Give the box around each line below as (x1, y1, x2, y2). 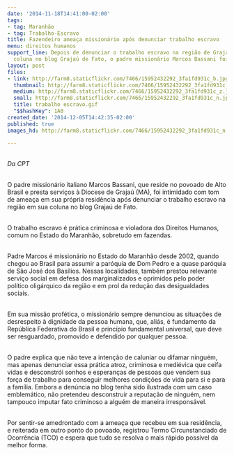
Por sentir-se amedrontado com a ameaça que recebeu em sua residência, (7, 419, 222, 427)
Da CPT (7, 160, 30, 168)
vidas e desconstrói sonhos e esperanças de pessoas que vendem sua (7, 368, 211, 377)
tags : (7, 17, 23, 24)
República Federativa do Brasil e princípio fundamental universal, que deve (7, 325, 222, 334)
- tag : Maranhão (7, 23, 54, 30)
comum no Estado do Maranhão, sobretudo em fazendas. (7, 231, 173, 239)
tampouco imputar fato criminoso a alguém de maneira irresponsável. (7, 398, 207, 406)
